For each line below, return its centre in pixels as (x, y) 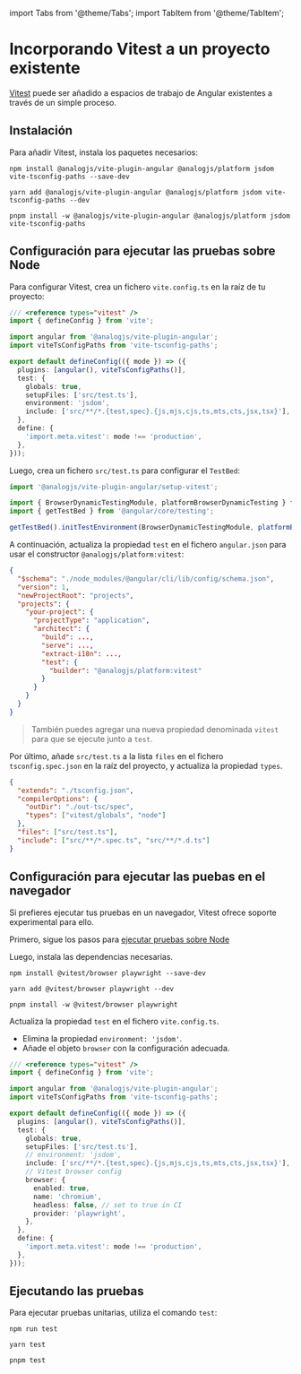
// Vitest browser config (74, 1172)
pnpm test (28, 1361)
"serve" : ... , (68, 645)
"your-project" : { (60, 612)
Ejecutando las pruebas (77, 1291)
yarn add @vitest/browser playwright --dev (92, 989)
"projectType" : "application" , (91, 621)
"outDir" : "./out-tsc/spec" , (80, 807)
